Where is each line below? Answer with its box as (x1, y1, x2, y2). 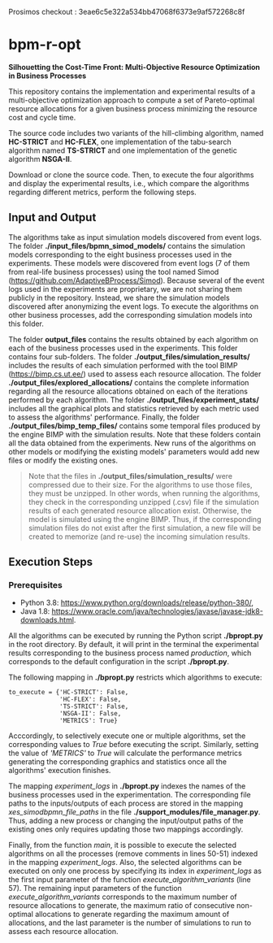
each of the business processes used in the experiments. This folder (8, 343, 238, 353)
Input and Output (8, 211, 97, 224)
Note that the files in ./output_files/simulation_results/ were (28, 471, 233, 480)
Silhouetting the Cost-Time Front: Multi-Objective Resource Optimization (8, 62, 261, 72)
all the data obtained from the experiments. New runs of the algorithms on (8, 438, 257, 448)
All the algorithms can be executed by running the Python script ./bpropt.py (8, 631, 263, 641)
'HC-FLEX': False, (59, 695, 122, 704)
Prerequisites (8, 580, 63, 591)
